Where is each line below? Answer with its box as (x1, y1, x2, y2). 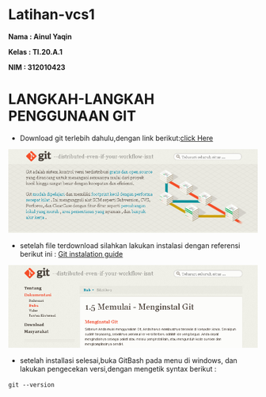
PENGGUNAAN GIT (8, 107, 137, 125)
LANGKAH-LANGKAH (8, 90, 155, 109)
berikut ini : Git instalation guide (19, 250, 123, 259)
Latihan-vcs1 (8, 6, 95, 24)
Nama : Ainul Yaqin (8, 32, 73, 41)
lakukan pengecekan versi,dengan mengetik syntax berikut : (19, 365, 217, 374)
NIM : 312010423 (8, 62, 66, 72)
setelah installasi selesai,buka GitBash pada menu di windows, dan (19, 356, 237, 365)
